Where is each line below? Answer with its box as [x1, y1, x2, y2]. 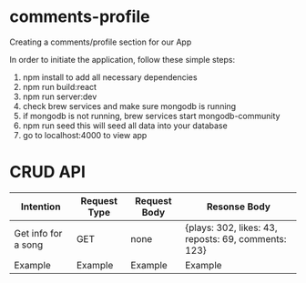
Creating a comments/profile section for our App [9, 36, 192, 47]
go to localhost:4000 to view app [22, 129, 148, 140]
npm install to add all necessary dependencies [22, 71, 198, 83]
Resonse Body [206, 200, 271, 213]
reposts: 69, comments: [185, 232, 287, 245]
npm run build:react [22, 81, 97, 92]
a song [14, 238, 44, 251]
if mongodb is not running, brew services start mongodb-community [22, 110, 280, 121]
